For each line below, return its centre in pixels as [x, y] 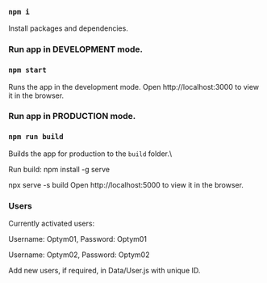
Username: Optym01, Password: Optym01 [78, 239]
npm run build [36, 137]
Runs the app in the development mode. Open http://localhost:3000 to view [134, 87]
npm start [27, 70]
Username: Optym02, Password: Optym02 [79, 255]
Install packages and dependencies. [69, 28]
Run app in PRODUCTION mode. [72, 116]
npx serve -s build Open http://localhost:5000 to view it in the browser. [126, 184]
